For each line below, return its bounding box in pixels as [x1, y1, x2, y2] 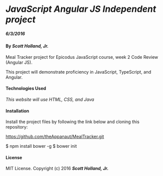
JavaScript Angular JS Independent [5, 3, 157, 15]
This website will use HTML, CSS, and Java [5, 96, 94, 102]
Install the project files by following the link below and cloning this [5, 119, 140, 125]
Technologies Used [5, 86, 46, 91]
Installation [5, 108, 29, 114]
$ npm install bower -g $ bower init [5, 143, 77, 149]
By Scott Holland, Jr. [5, 43, 49, 49]
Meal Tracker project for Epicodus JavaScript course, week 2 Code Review [5, 54, 159, 60]
